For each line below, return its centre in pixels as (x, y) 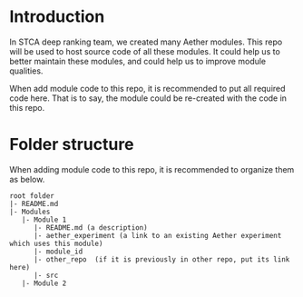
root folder (32, 196)
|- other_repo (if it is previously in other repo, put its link (161, 259)
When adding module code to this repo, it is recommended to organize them (152, 169)
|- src (46, 275)
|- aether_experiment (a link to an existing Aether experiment (157, 235)
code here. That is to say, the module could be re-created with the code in (148, 98)
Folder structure (72, 145)
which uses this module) (56, 243)
